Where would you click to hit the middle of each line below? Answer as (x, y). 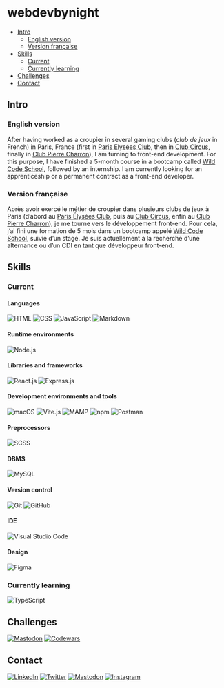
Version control (30, 490)
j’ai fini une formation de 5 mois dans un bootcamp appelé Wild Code (105, 231)
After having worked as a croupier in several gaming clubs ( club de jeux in (112, 139)
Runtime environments (41, 334)
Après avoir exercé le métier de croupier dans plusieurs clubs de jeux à (108, 209)
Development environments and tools (62, 396)
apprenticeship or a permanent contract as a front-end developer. (101, 176)
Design (18, 552)
